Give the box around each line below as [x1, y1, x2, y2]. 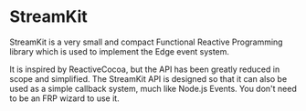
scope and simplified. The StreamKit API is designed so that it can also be [9, 73, 288, 84]
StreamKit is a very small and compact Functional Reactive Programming [9, 36, 283, 47]
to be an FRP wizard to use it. [9, 93, 121, 104]
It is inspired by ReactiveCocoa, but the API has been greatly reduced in [9, 64, 280, 75]
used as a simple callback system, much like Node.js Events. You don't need [9, 83, 297, 94]
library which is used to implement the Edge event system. [9, 45, 230, 56]
